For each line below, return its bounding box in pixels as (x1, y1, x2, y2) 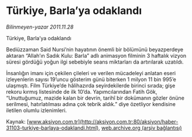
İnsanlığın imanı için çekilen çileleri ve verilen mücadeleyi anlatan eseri (6, 69, 176, 76)
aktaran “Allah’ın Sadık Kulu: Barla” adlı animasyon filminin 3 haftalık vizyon (6, 52, 187, 59)
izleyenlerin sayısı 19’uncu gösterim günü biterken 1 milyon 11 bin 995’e (6, 76, 177, 83)
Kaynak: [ (6, 118, 29, 125)
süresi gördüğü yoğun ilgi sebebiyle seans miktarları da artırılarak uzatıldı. (6, 58, 184, 65)
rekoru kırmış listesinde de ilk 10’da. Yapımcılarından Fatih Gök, (6, 88, 157, 95)
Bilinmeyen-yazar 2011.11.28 (6, 23, 74, 30)
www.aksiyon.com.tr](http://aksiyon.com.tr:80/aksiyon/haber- (28, 118, 179, 125)
